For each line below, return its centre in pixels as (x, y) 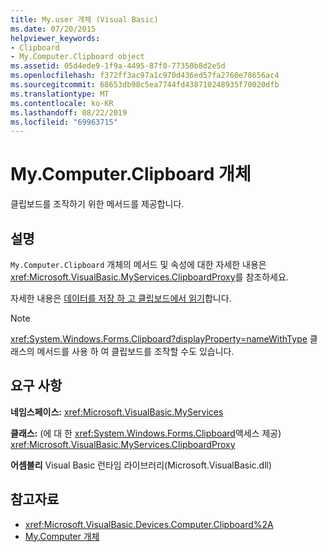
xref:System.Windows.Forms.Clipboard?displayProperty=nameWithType (159, 339)
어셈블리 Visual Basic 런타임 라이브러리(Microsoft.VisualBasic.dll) (141, 465)
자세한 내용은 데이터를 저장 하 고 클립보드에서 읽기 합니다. (121, 298)
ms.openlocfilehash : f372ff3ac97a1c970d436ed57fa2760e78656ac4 (145, 76)
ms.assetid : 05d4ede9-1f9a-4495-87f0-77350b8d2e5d (118, 66)
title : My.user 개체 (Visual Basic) (84, 19)
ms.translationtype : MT (60, 94)
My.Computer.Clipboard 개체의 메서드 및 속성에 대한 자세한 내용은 (138, 264)
